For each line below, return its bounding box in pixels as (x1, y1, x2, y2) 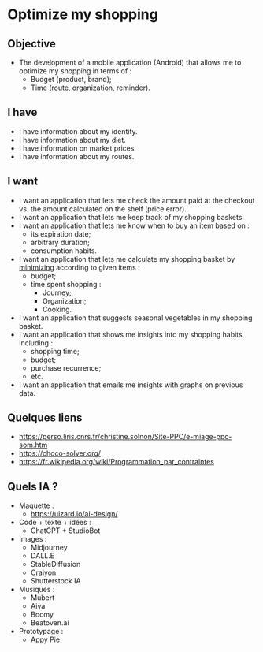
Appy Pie (30, 635, 61, 644)
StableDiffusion (30, 560, 81, 569)
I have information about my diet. (18, 135, 127, 144)
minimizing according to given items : (18, 263, 141, 272)
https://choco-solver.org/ (18, 449, 102, 458)
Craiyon (30, 568, 57, 577)
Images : (18, 535, 47, 544)
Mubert (30, 593, 55, 602)
